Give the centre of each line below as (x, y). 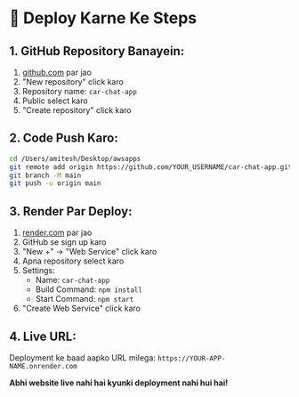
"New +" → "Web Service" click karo (89, 252)
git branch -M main (45, 175)
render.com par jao (57, 233)
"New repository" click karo (73, 82)
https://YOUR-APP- (191, 358)
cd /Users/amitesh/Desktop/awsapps (75, 158)
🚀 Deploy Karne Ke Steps (103, 18)
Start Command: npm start (85, 299)
